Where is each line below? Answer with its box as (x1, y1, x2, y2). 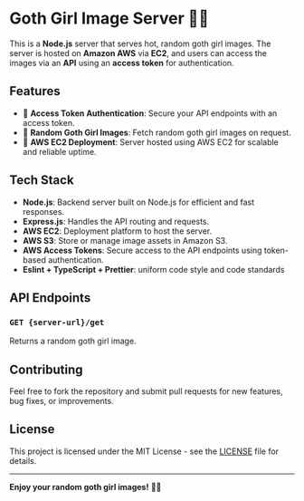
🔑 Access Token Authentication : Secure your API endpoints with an (22, 108, 278, 119)
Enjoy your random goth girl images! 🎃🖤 (9, 481, 162, 492)
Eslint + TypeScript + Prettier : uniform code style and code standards (22, 264, 285, 275)
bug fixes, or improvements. (9, 396, 115, 407)
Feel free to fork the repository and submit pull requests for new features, (9, 386, 283, 397)
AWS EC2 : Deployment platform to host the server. (22, 226, 213, 236)
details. (9, 455, 37, 466)
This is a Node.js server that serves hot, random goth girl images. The (9, 38, 271, 49)
